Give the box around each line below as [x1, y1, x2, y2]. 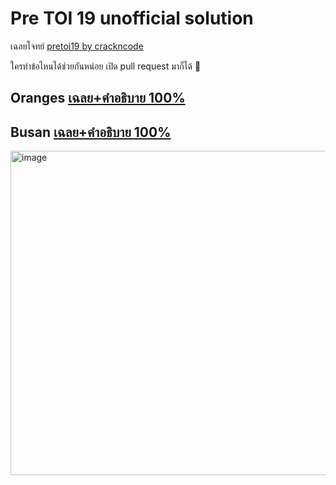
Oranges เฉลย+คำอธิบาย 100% [10, 90, 186, 107]
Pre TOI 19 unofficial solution [10, 7, 254, 30]
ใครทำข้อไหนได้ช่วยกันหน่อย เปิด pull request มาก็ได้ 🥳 [10, 60, 202, 72]
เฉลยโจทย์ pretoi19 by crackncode [10, 40, 144, 52]
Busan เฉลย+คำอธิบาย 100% [10, 123, 172, 141]
